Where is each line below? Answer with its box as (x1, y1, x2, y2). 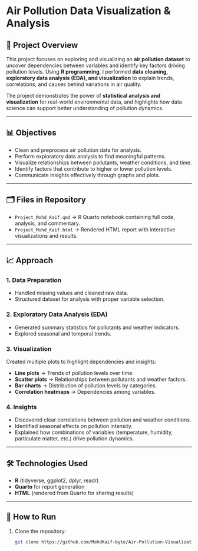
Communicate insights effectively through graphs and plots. (14, 171, 160, 178)
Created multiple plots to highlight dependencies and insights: (6, 358, 157, 365)
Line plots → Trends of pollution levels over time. (14, 369, 134, 376)
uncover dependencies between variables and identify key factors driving (6, 62, 186, 69)
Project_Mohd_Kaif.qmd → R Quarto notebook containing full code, (14, 213, 176, 220)
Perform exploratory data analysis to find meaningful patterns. (14, 152, 166, 160)
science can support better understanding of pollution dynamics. (6, 105, 164, 111)
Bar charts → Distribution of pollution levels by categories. (14, 381, 157, 389)
